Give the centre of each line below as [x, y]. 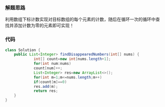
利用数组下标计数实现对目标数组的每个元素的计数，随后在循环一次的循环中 [80, 19]
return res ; [46, 91]
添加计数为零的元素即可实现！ [44, 26]
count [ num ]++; [48, 68]
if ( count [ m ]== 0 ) [50, 82]
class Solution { [23, 50]
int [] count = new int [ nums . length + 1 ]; [72, 59]
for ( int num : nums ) [52, 64]
